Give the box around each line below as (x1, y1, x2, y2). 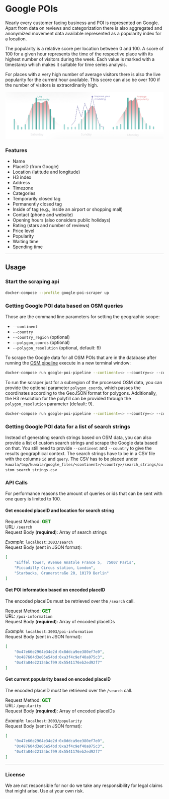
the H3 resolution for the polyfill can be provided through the (5, 395, 131, 401)
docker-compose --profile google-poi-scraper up (5, 290, 109, 295)
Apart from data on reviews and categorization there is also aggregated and (5, 25, 162, 31)
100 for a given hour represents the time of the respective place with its (5, 51, 153, 57)
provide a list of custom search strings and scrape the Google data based (5, 440, 157, 446)
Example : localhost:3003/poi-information (5, 628, 94, 634)
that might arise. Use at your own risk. (5, 788, 84, 794)
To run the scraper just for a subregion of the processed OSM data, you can (5, 379, 162, 385)
